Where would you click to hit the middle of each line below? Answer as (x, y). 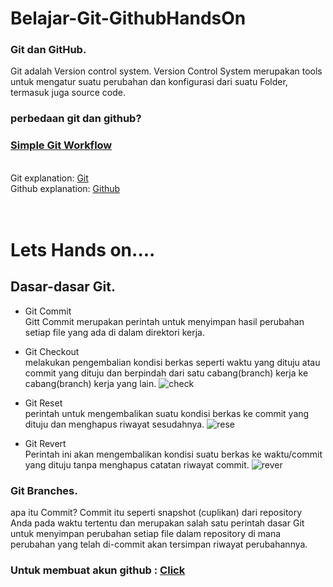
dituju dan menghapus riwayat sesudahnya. (114, 424)
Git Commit (48, 311)
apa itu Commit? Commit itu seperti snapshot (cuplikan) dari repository (156, 512)
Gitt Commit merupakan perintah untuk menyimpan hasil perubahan (164, 321)
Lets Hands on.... (83, 249)
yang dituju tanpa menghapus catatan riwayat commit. (137, 464)
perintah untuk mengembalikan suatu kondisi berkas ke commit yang (167, 413)
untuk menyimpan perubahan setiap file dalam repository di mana (146, 533)
